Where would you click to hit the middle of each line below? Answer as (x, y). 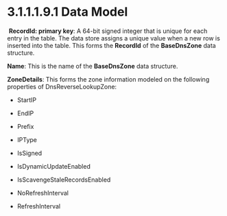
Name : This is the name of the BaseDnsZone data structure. (93, 66)
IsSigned (29, 153)
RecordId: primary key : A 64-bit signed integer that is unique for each (108, 31)
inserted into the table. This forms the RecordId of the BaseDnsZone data (111, 45)
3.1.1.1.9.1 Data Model (68, 12)
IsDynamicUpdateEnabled (53, 166)
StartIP (27, 99)
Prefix (25, 126)
